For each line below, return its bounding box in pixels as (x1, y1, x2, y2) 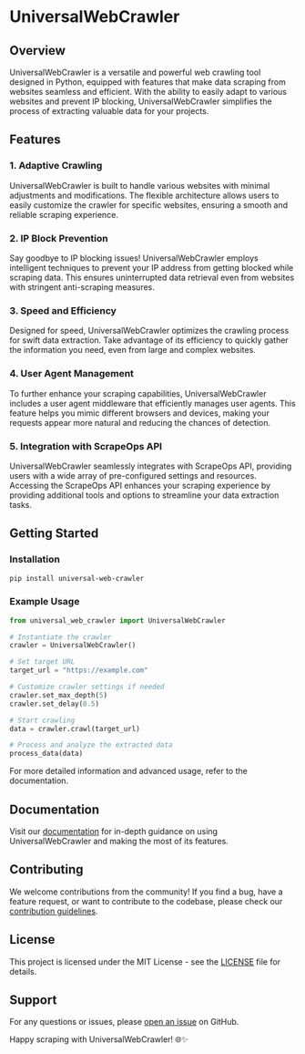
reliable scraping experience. (9, 209, 118, 220)
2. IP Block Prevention (9, 232, 108, 244)
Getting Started (9, 526, 99, 542)
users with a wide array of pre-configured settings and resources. (9, 470, 257, 480)
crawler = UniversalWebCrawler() (9, 641, 137, 650)
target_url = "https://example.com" (9, 666, 148, 676)
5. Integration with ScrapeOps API (9, 439, 162, 452)
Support (9, 992, 57, 1008)
